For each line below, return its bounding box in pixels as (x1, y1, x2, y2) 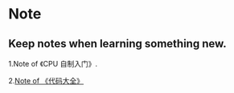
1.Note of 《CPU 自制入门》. (8, 59, 98, 68)
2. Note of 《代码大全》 (8, 76, 84, 85)
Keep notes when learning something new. (8, 37, 227, 51)
